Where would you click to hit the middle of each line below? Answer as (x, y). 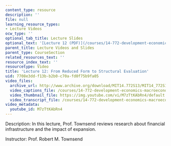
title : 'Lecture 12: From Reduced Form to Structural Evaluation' (77, 72)
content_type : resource (31, 10)
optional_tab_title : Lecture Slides (44, 39)
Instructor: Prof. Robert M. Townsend (44, 139)
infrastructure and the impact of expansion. (51, 129)
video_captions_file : (33, 90)
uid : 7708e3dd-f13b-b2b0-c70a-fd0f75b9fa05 (52, 76)
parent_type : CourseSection (35, 52)
